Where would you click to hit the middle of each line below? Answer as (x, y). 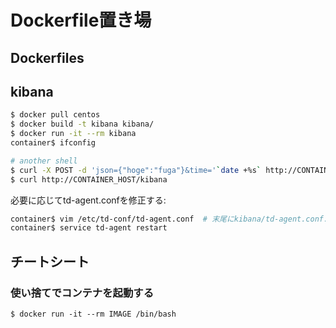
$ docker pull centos (55, 115)
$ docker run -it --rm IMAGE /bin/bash (93, 314)
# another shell (44, 161)
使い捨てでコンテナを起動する (82, 293)
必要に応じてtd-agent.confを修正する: (88, 200)
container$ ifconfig (53, 143)
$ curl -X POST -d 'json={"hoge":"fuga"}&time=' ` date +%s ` (136, 170)
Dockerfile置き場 (81, 20)
